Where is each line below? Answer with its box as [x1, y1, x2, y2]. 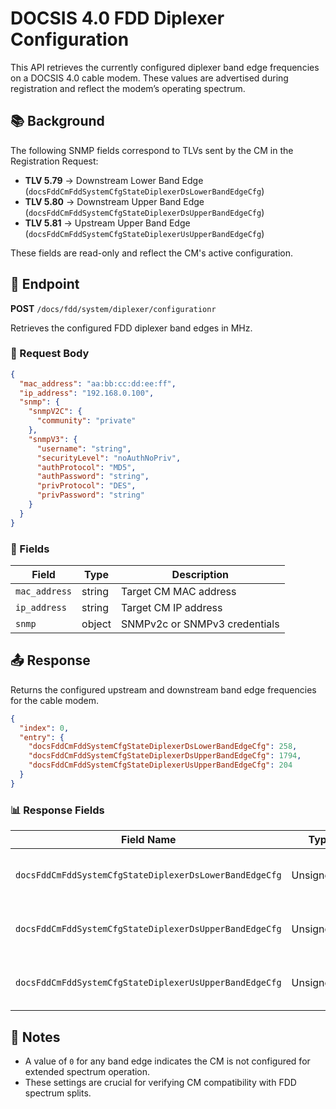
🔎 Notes [10, 1028, 61, 1046]
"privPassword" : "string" [36, 490, 145, 501]
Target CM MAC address [121, 585, 237, 599]
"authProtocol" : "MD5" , [36, 462, 137, 472]
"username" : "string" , [36, 443, 132, 454]
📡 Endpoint [10, 276, 80, 293]
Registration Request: [10, 155, 99, 167]
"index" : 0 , [19, 723, 70, 733]
